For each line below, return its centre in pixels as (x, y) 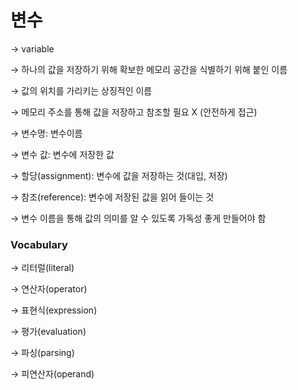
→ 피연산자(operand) (52, 374)
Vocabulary (39, 244)
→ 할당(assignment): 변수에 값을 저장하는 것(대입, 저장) (119, 175)
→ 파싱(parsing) (42, 353)
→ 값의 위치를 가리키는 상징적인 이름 (81, 90)
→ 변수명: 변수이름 (46, 133)
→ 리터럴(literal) (42, 268)
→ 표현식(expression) (54, 310)
